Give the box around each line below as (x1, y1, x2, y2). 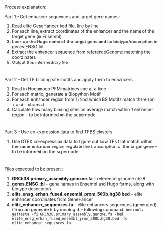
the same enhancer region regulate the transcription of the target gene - (11, 144, 157, 149)
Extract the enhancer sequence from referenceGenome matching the (11, 49, 151, 55)
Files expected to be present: (4, 166, 63, 172)
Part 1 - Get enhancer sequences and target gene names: (4, 14, 120, 19)
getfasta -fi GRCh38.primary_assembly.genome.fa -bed (11, 212, 123, 217)
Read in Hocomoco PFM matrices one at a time (11, 86, 107, 92)
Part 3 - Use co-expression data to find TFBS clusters (4, 129, 113, 135)
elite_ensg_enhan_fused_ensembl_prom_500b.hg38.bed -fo (11, 216, 128, 221)
